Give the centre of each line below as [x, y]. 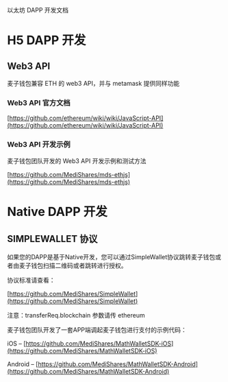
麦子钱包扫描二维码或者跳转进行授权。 [73, 265]
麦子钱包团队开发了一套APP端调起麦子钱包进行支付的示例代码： [97, 330]
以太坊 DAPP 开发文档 [38, 10]
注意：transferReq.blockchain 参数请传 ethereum [76, 315]
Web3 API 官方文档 [39, 103]
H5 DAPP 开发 [47, 40]
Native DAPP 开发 [57, 212]
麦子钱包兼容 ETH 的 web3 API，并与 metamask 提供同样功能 [93, 83]
